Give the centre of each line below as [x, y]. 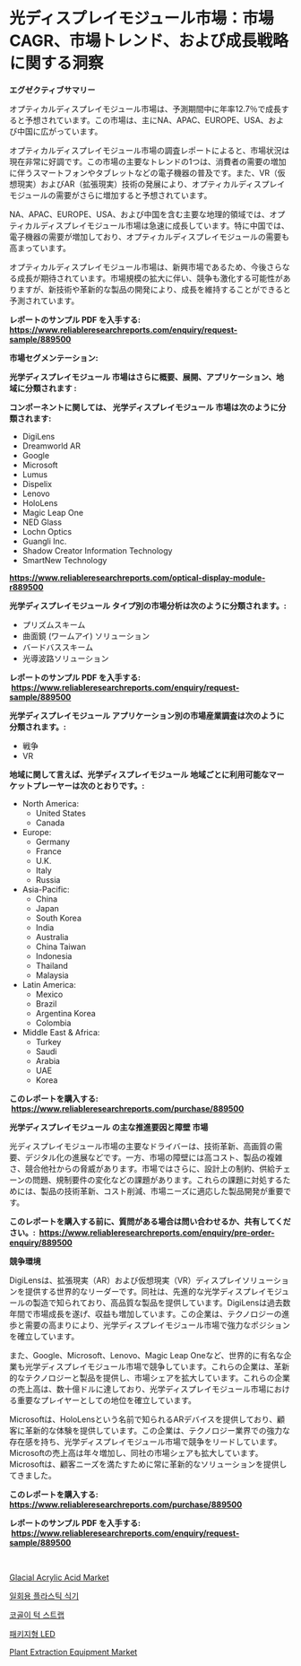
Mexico [49, 994]
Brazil [46, 1003]
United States [61, 813]
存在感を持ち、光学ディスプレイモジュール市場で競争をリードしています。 [146, 1442]
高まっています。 [40, 248]
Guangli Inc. [44, 541]
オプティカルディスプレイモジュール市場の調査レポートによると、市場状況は [150, 150]
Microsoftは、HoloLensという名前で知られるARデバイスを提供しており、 [143, 1419]
